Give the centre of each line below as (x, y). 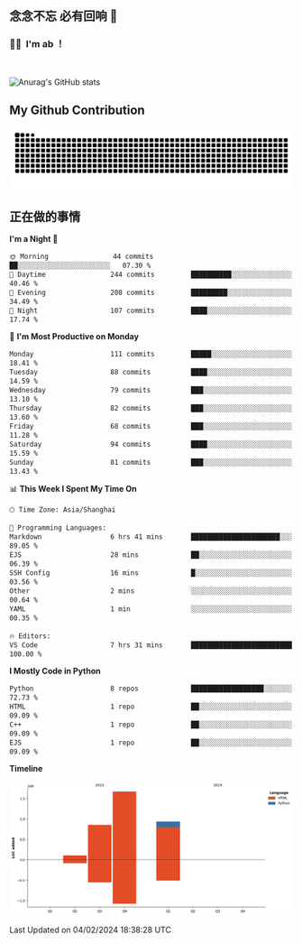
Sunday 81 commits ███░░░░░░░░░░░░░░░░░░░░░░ (151, 463)
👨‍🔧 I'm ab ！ (37, 44)
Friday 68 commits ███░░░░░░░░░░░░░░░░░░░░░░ (151, 427)
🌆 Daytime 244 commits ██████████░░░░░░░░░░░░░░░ (151, 275)
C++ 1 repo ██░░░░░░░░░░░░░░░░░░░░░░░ (151, 725)
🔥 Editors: (30, 636)
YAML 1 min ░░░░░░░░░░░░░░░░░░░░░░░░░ (151, 609)
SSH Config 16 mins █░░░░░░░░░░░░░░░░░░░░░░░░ (151, 573)
